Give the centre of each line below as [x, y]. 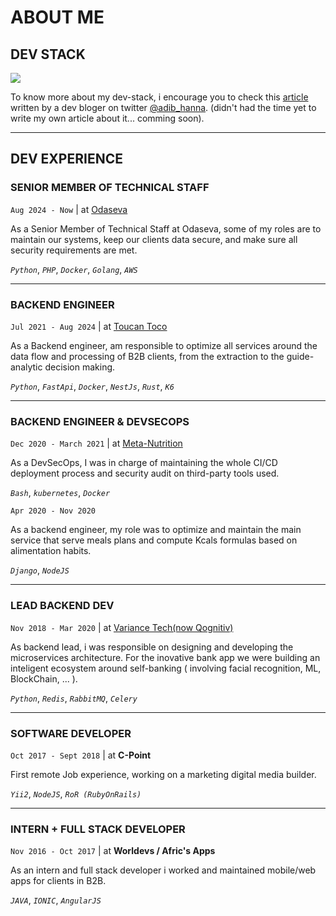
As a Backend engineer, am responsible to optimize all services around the [164, 345]
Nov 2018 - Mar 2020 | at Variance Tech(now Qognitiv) [122, 627]
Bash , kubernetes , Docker [60, 493]
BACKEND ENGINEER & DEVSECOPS [100, 421]
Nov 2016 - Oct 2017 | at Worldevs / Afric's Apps [113, 851]
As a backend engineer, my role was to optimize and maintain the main [156, 530]
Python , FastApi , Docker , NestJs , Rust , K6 [92, 386]
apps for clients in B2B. [58, 881]
